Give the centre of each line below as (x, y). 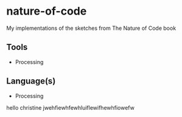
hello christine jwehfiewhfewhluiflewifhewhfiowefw (71, 107)
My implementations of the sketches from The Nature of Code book (91, 28)
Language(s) (31, 81)
